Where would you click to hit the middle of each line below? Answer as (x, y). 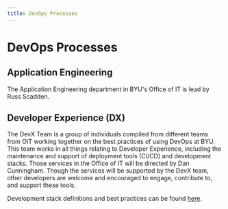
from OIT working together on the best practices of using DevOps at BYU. (111, 142)
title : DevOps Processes (42, 13)
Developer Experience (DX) (66, 118)
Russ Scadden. (28, 96)
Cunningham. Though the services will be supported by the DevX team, (108, 171)
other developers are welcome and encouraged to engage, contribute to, (110, 178)
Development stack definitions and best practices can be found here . (105, 199)
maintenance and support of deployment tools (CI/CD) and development (109, 156)
